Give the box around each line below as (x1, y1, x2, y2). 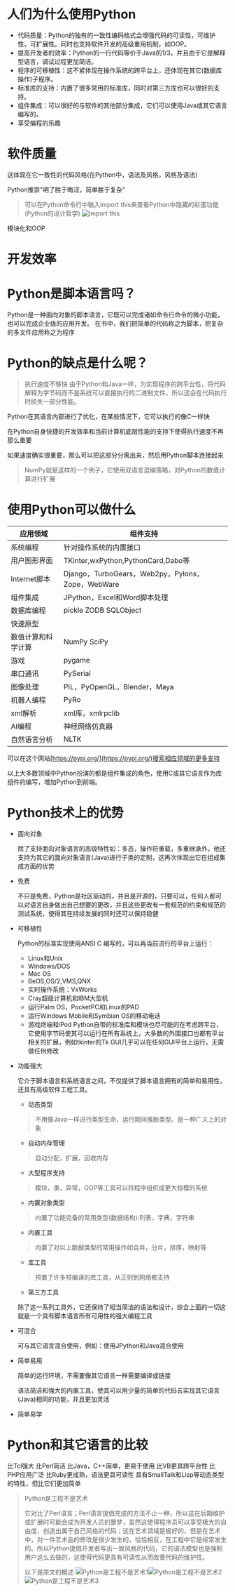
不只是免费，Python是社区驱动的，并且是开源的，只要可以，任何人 (17, 891, 210, 900)
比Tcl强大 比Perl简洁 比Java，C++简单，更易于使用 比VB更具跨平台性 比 (7, 1461, 215, 1470)
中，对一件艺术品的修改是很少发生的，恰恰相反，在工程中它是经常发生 (24, 1535, 227, 1544)
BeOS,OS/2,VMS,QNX (27, 976, 91, 985)
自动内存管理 (27, 1139, 65, 1147)
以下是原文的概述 (24, 1567, 74, 1576)
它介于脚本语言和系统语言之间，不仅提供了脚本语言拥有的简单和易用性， (17, 1076, 226, 1084)
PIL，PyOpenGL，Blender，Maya (63, 682, 174, 691)
